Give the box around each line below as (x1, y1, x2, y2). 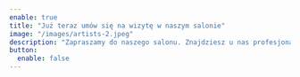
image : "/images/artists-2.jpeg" (9, 29, 134, 38)
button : (9, 46, 38, 55)
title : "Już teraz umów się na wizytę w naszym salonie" (9, 21, 226, 30)
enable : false (17, 54, 70, 63)
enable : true (9, 12, 58, 22)
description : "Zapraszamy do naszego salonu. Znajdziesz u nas (9, 37, 250, 47)
